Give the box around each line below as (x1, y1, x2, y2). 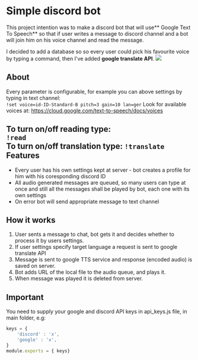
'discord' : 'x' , (17, 331, 60, 337)
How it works (6, 215, 56, 225)
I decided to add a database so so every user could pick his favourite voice (6, 48, 190, 55)
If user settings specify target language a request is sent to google (14, 244, 178, 251)
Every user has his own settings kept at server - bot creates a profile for (14, 166, 191, 173)
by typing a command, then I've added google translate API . (6, 55, 155, 62)
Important (6, 292, 44, 302)
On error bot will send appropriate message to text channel (14, 198, 159, 205)
